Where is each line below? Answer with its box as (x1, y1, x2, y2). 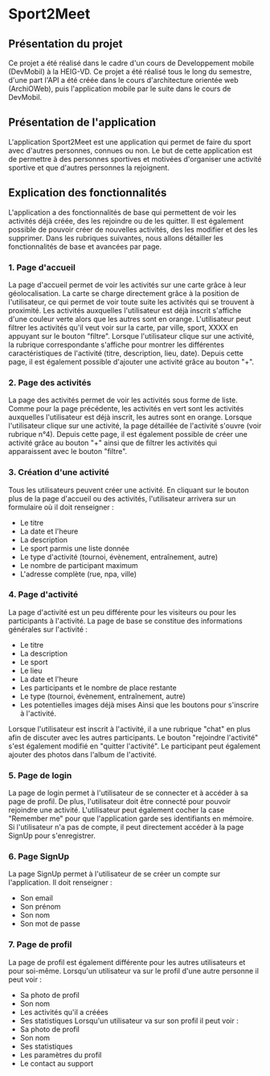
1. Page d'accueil (8, 262, 76, 273)
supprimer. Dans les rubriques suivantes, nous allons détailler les (8, 233, 223, 242)
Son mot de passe (19, 919, 80, 929)
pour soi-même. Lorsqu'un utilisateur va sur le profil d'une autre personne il (8, 966, 260, 975)
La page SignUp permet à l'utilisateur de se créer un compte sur (8, 869, 221, 879)
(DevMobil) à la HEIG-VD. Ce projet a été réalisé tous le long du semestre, (8, 67, 252, 76)
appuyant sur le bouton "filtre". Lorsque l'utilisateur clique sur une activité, (8, 331, 255, 340)
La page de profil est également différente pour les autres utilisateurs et (8, 957, 246, 967)
